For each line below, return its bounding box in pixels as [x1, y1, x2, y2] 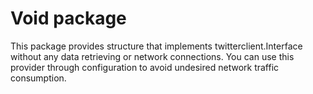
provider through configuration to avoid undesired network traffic [10, 61, 280, 73]
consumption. [10, 72, 67, 84]
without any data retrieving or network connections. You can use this [10, 50, 295, 62]
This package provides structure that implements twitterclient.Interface [10, 40, 303, 52]
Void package [10, 7, 127, 30]
